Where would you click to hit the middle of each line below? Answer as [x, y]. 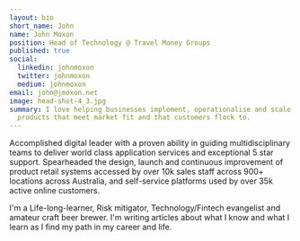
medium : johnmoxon [52, 84]
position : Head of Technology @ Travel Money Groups [110, 43]
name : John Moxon [42, 34]
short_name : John [42, 26]
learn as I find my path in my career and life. [91, 227]
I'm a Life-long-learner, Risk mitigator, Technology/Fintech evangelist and [145, 208]
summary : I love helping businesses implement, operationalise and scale [150, 109]
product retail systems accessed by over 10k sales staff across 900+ [137, 172]
